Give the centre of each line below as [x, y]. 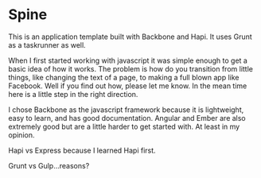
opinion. [21, 135]
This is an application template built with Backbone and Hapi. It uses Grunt [130, 37]
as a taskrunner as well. [47, 44]
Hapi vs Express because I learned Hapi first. [82, 150]
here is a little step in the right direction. [73, 94]
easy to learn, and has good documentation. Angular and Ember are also [127, 118]
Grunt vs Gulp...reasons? [49, 165]
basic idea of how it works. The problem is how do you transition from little [130, 68]
